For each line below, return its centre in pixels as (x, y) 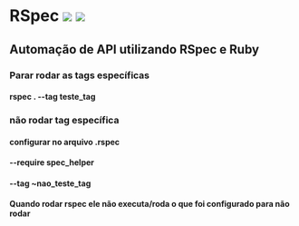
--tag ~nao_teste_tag (50, 183)
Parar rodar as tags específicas (80, 75)
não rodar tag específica (64, 121)
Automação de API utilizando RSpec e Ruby (135, 49)
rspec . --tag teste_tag (53, 97)
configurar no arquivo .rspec (65, 142)
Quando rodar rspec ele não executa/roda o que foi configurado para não (149, 204)
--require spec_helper (52, 162)
